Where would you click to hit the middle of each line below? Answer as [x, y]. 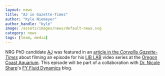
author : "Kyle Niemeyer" [31, 19]
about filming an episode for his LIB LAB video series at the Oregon [88, 57]
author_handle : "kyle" [29, 24]
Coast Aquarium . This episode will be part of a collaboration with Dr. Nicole [82, 62]
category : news [21, 33]
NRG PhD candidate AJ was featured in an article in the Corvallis [72, 52]
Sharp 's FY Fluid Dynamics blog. [39, 67]
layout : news [19, 10]
